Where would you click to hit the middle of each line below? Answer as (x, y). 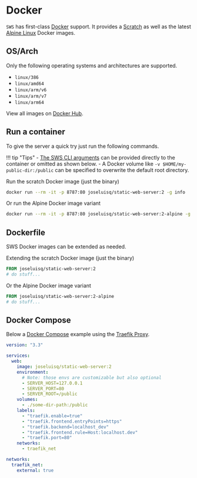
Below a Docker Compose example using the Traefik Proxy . (78, 334)
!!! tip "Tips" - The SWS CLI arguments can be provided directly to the (91, 157)
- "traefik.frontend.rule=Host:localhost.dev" (80, 432)
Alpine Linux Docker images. (41, 32)
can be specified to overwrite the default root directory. (122, 170)
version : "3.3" (25, 345)
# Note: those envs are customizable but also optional (91, 377)
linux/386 (27, 77)
